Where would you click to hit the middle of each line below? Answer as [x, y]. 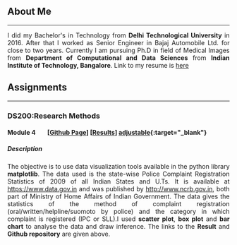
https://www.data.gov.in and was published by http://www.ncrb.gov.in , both [119, 189]
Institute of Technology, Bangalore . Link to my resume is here [98, 65]
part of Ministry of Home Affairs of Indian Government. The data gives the [119, 196]
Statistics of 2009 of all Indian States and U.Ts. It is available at [119, 181]
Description [25, 148]
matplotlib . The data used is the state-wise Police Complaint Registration [119, 174]
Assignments [37, 88]
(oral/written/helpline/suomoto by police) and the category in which [119, 212]
